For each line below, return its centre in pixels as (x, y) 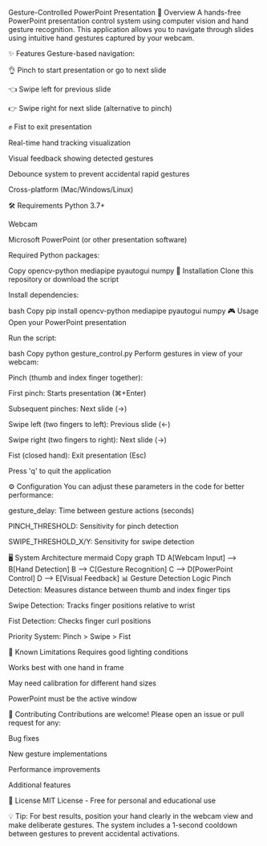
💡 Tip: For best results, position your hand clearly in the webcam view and (131, 816)
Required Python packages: (54, 255)
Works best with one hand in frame (66, 667)
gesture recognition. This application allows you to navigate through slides (131, 29)
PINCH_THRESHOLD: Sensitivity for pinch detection (93, 526)
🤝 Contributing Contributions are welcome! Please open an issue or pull (126, 714)
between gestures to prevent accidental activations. (94, 834)
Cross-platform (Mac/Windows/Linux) (71, 189)
